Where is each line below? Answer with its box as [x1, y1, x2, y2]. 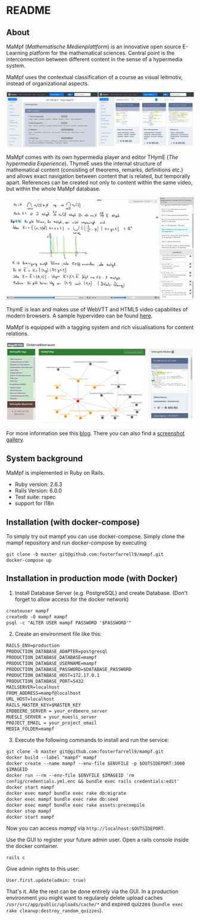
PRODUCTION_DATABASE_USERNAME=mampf [6, 660, 97, 666]
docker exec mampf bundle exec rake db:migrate [6, 790, 127, 796]
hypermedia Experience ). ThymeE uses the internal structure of [6, 160, 162, 167]
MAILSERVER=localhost [6, 684, 60, 690]
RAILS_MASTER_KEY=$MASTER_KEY [6, 702, 82, 708]
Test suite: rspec [14, 494, 56, 501]
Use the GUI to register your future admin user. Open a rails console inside [6, 836, 189, 843]
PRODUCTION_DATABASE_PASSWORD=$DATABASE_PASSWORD [6, 666, 132, 672]
